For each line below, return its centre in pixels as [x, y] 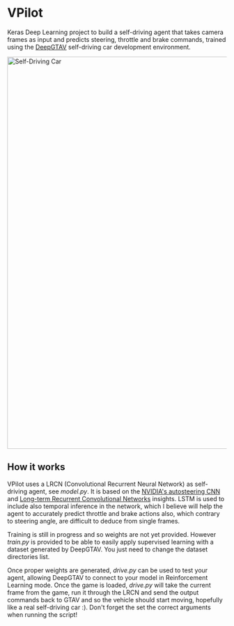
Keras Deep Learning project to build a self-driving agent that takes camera [116, 32]
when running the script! [42, 614]
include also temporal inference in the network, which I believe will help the [115, 506]
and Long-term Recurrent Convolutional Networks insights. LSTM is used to [116, 498]
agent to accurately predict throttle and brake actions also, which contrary [114, 513]
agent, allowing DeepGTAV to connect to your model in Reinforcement [108, 577]
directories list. [29, 556]
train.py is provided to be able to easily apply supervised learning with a [110, 542]
